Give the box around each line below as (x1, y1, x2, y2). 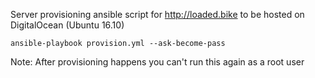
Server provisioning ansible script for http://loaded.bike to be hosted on (10, 9, 305, 20)
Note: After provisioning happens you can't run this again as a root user (10, 56, 305, 68)
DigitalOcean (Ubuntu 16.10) (10, 19, 125, 31)
